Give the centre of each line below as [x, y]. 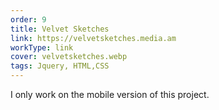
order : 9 [28, 19]
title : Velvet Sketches [60, 29]
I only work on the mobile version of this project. [110, 94]
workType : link [42, 47]
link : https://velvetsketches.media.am [93, 38]
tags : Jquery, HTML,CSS [60, 66]
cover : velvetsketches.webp [69, 57]
